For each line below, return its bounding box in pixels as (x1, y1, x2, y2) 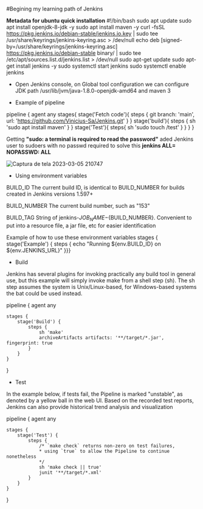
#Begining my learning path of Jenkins (6, 5, 103, 12)
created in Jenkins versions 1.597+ (6, 190, 94, 198)
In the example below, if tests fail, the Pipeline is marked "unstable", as (6, 390, 184, 397)
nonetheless (6, 454, 36, 460)
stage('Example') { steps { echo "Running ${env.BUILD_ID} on (6, 240, 161, 247)
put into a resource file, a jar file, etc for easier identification (6, 222, 156, 229)
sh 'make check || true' (38, 464, 102, 470)
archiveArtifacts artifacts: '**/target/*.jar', (38, 335, 165, 341)
